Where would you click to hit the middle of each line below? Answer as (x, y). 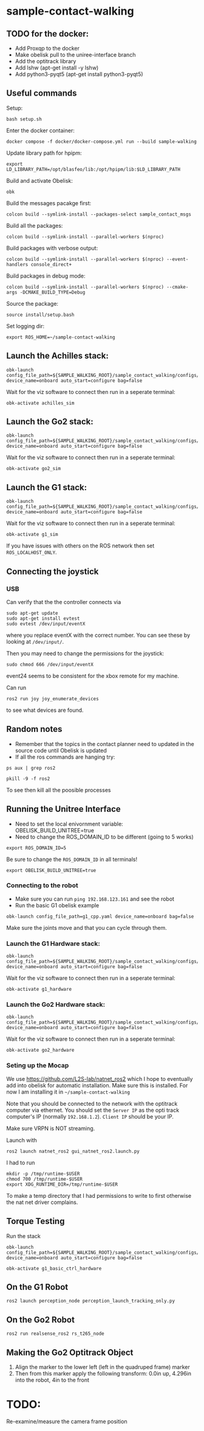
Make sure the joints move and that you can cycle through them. (87, 927)
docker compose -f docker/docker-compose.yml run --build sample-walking (102, 141)
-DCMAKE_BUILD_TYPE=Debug (53, 292)
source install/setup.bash (40, 315)
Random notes (34, 729)
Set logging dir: (25, 326)
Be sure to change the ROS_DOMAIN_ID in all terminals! (72, 859)
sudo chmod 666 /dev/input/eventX (50, 664)
